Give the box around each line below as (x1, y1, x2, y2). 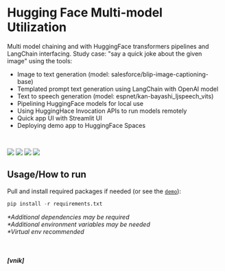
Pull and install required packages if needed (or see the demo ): (7, 187, 182, 195)
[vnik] (7, 257, 25, 265)
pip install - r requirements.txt (7, 200, 103, 207)
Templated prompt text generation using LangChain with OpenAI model (16, 85, 219, 93)
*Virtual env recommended (7, 227, 84, 235)
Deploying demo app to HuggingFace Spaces (16, 121, 146, 129)
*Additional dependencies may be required (7, 213, 130, 221)
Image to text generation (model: (16, 70, 110, 78)
